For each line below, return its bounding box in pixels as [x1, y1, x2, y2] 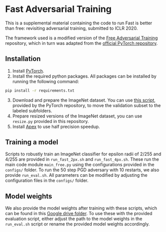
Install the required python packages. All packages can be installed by [12, 73, 157, 79]
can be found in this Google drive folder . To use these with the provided [5, 211, 153, 217]
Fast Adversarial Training [5, 3, 112, 15]
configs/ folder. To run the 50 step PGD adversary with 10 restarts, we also [5, 167, 160, 173]
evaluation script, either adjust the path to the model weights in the [5, 216, 143, 222]
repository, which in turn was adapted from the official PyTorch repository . [5, 40, 158, 46]
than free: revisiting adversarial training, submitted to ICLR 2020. [5, 25, 138, 31]
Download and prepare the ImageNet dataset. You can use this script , [12, 97, 156, 103]
